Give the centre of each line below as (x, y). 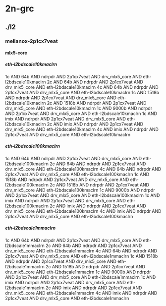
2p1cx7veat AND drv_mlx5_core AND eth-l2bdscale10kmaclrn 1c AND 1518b (82, 93)
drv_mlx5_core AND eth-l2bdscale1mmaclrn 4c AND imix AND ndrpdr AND (81, 293)
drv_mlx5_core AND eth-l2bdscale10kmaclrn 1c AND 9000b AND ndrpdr (79, 108)
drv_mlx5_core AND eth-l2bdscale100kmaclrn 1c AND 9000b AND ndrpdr (80, 190)
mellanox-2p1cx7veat (31, 41)
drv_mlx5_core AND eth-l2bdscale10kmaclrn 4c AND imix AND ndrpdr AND (82, 129)
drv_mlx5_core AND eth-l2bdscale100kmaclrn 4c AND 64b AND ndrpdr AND (83, 169)
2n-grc (20, 9)
